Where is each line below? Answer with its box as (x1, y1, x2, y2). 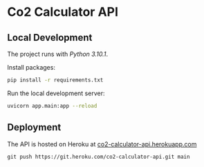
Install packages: (7, 63, 55, 71)
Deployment (7, 121, 62, 133)
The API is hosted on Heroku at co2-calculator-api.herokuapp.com (7, 139, 197, 148)
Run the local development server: (7, 89, 105, 97)
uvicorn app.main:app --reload (7, 102, 98, 109)
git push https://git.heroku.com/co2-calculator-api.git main (7, 153, 190, 160)
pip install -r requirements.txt (7, 77, 104, 83)
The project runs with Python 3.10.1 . (7, 50, 109, 58)
